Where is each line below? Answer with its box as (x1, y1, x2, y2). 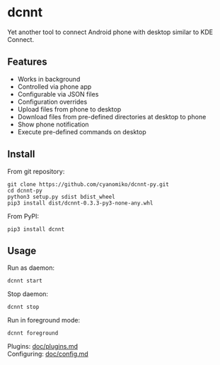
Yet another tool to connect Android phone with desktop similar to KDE (7, 28, 214, 36)
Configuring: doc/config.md (7, 349, 88, 359)
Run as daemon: (7, 263, 55, 272)
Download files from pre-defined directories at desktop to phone (17, 112, 207, 121)
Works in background (17, 75, 81, 83)
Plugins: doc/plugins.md (7, 342, 78, 351)
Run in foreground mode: (7, 316, 80, 325)
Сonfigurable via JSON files (17, 89, 99, 98)
